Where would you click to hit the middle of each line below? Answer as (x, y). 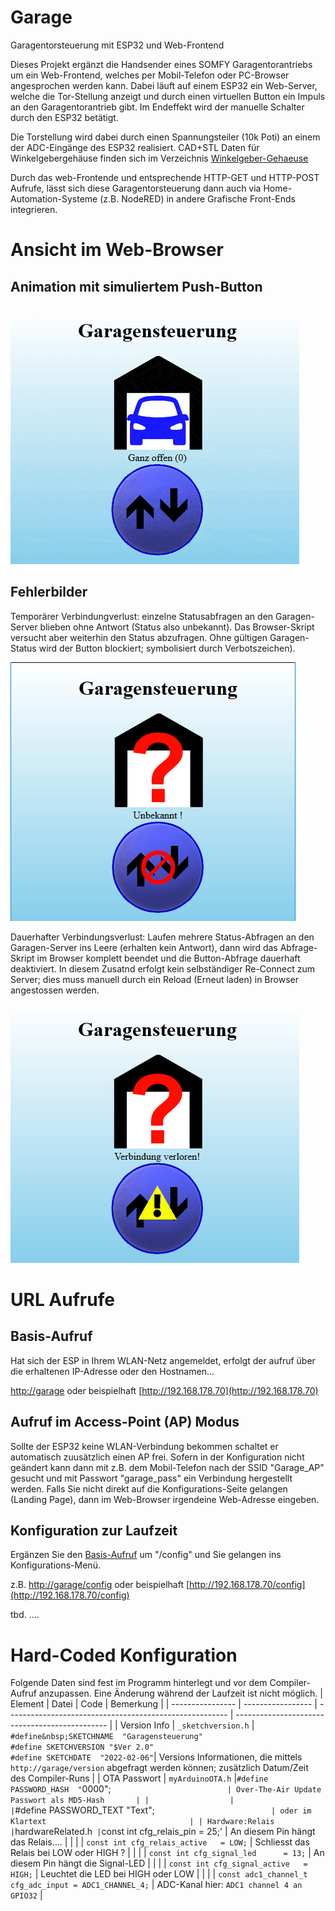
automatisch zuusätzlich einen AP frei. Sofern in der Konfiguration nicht (157, 1457)
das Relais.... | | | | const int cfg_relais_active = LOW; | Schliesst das (160, 1842)
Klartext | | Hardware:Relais (142, 1822)
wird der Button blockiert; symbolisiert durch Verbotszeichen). (167, 648)
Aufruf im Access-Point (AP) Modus (125, 1422)
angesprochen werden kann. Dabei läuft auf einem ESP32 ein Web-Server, (164, 85)
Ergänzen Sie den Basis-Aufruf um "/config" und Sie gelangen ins (146, 1555)
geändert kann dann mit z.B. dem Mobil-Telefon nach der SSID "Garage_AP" (167, 1467)
